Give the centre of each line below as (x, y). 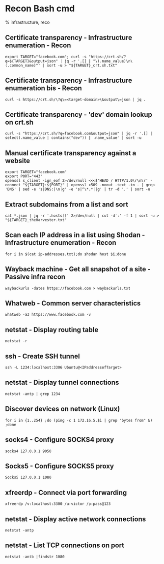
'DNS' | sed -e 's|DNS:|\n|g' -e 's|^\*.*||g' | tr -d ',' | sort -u (78, 189)
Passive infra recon (35, 277)
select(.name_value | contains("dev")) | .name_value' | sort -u (73, 138)
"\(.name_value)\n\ (113, 61)
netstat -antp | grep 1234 (33, 394)
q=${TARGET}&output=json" (31, 61)
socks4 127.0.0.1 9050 (28, 451)
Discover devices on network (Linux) (63, 409)
